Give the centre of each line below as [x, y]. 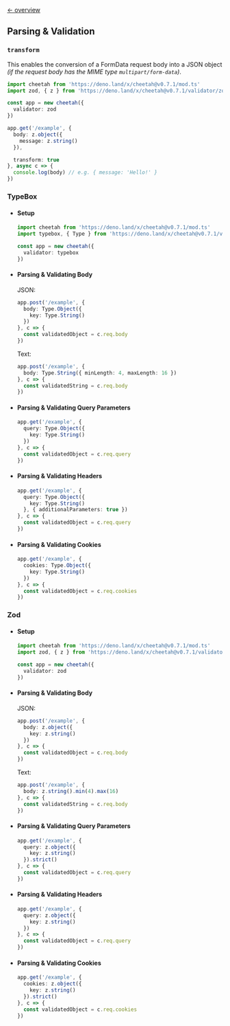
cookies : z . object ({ [53, 984]
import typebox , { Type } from [62, 234]
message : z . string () [49, 141]
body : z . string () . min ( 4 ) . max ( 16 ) [71, 791]
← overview [24, 10]
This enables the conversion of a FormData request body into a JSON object [115, 64]
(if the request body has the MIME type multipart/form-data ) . [94, 71]
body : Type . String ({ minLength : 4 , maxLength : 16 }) [100, 373]
